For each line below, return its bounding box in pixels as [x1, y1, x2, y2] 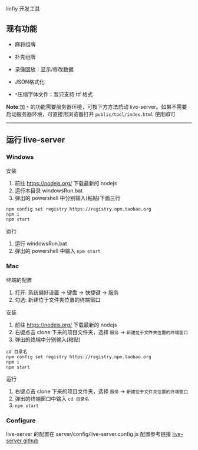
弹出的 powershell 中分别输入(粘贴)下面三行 [14, 194, 121, 201]
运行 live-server [6, 135, 65, 145]
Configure [6, 416, 36, 425]
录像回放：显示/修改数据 [14, 65, 74, 72]
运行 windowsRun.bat [14, 240, 68, 247]
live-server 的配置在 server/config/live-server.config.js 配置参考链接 [6, 431, 171, 438]
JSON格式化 [14, 78, 45, 85]
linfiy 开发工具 [6, 5, 40, 12]
